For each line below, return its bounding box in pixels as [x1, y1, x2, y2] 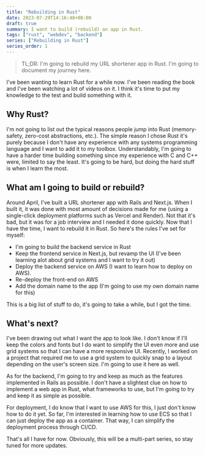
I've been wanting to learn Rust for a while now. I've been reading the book [6, 78, 195, 86]
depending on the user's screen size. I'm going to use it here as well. [6, 361, 180, 368]
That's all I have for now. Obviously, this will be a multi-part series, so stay [6, 435, 193, 443]
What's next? [6, 318, 59, 329]
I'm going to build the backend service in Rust [15, 243, 132, 250]
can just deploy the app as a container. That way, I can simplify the [6, 417, 174, 424]
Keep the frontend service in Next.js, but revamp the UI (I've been [15, 250, 182, 257]
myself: [6, 231, 26, 239]
